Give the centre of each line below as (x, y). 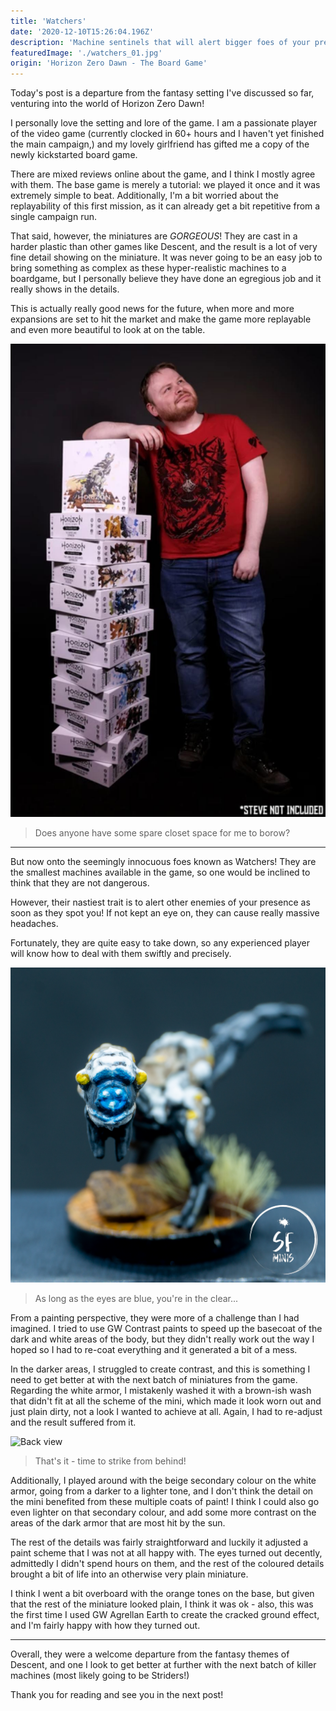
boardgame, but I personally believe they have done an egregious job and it (166, 279)
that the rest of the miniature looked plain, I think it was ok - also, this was (162, 1604)
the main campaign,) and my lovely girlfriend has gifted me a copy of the (160, 144)
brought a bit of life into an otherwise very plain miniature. (129, 1574)
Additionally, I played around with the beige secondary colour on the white (163, 1480)
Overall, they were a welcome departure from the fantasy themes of (150, 1654)
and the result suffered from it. (73, 1422)
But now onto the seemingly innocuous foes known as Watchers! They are (163, 861)
